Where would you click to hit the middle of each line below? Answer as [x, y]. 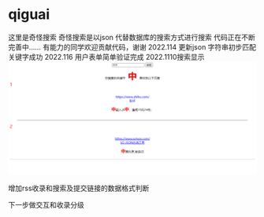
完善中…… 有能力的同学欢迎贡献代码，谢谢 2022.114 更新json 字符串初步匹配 [132, 47]
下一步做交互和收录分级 [46, 204]
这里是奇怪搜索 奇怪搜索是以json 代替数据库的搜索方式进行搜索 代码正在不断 [132, 37]
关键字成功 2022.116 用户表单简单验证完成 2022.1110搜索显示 [106, 57]
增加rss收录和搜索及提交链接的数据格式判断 [79, 188]
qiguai [29, 15]
